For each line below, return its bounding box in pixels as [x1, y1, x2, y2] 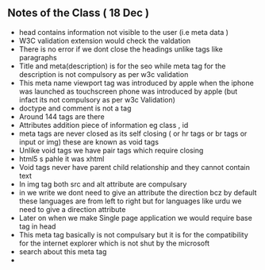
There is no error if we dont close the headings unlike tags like [18, 44, 223, 54]
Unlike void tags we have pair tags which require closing [18, 145, 204, 155]
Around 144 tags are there [18, 111, 105, 121]
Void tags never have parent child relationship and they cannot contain [18, 162, 251, 172]
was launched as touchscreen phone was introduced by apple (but [18, 87, 238, 96]
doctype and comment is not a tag [18, 103, 132, 113]
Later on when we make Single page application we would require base [18, 213, 253, 222]
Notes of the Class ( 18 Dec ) [7, 6, 150, 20]
